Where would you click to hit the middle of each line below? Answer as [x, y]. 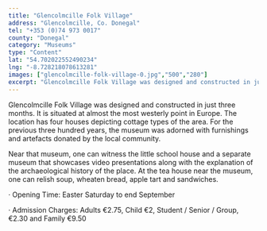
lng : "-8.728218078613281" [53, 67]
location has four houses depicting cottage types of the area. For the [121, 121]
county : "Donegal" [39, 38]
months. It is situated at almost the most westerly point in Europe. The [122, 113]
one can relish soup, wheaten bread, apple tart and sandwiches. [113, 179]
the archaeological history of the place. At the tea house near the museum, [131, 171]
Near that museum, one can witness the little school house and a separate [130, 154]
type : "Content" [35, 52]
